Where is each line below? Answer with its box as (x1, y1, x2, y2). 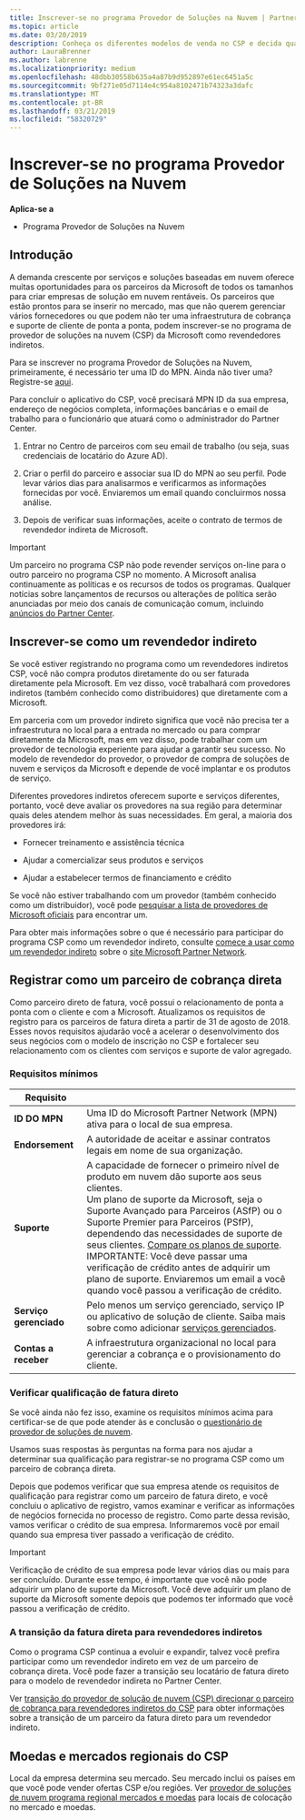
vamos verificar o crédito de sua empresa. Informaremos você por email (9, 1520, 280, 1531)
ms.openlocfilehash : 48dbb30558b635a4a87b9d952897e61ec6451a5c (9, 73, 254, 82)
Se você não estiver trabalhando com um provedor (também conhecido (9, 889, 277, 901)
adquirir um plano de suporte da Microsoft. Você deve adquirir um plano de (9, 1584, 291, 1595)
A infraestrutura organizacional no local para (85, 1336, 277, 1349)
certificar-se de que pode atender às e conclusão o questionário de (9, 1417, 263, 1428)
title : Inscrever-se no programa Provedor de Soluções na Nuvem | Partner (9, 13, 299, 23)
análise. (22, 497, 53, 508)
